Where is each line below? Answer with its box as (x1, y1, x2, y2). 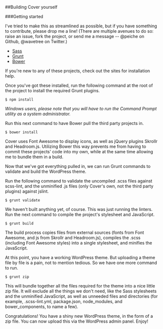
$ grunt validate (5, 198, 40, 203)
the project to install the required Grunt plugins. (5, 88, 100, 93)
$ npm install (5, 97, 34, 102)
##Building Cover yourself (5, 4, 57, 10)
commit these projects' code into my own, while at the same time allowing (5, 149, 153, 154)
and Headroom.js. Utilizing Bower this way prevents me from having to (5, 144, 146, 149)
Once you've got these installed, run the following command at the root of (5, 82, 153, 88)
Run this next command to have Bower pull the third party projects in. (5, 121, 144, 126)
